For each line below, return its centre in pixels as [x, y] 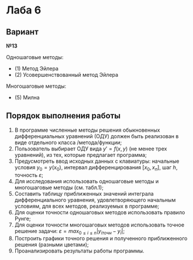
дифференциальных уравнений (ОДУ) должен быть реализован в [96, 136]
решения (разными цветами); [51, 245]
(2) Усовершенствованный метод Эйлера [66, 75]
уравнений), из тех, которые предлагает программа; [81, 155]
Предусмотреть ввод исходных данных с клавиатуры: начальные [97, 161]
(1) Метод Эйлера [36, 69]
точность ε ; [29, 175]
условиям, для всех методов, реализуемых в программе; [87, 206]
